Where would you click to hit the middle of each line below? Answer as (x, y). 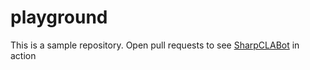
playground (59, 17)
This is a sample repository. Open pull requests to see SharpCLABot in (155, 45)
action (23, 55)
